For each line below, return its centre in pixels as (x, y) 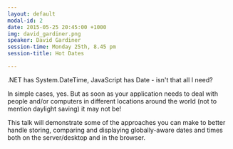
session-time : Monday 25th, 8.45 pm (62, 47)
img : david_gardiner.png (44, 34)
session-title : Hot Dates (46, 54)
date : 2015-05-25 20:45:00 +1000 (57, 27)
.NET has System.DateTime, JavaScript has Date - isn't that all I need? (110, 79)
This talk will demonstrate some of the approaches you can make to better (116, 122)
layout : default (31, 14)
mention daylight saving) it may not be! (64, 109)
